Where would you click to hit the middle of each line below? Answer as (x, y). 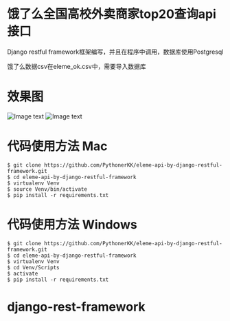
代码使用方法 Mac (57, 146)
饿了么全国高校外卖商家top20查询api (112, 14)
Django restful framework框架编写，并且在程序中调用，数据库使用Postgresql (115, 52)
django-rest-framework (76, 307)
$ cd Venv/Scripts (33, 267)
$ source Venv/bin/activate (47, 189)
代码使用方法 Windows (72, 225)
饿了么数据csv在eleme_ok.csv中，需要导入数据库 (77, 66)
